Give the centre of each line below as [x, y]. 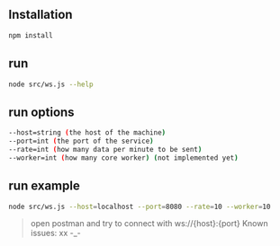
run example [44, 186]
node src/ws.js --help [51, 84]
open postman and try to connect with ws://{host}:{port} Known [149, 224]
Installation [41, 15]
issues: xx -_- [56, 233]
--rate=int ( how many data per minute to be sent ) [105, 149]
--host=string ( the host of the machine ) [87, 133]
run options [41, 112]
